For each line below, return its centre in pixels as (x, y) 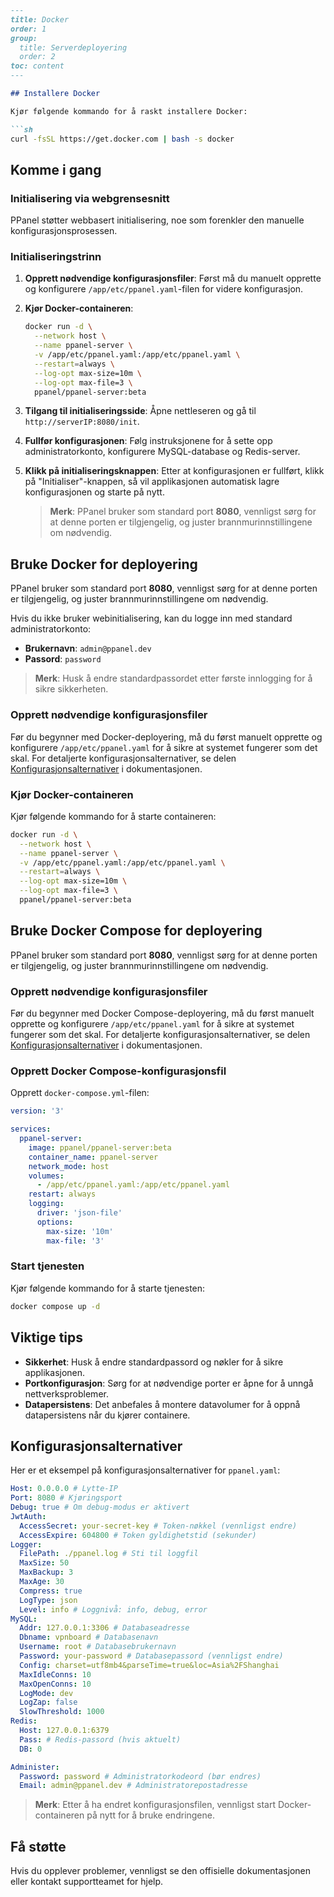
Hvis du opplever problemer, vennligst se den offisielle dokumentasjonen (160, 1871)
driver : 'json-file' (79, 1213)
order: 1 (28, 29)
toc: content (37, 66)
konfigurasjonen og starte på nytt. (94, 492)
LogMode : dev (46, 1693)
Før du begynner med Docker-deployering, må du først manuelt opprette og (166, 737)
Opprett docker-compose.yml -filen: (80, 1093)
